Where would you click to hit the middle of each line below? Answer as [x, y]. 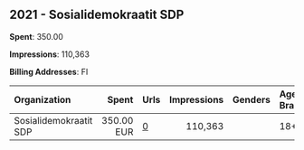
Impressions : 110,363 [50, 54]
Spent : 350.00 [36, 36]
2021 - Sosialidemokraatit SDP [97, 15]
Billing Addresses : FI [49, 71]
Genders [252, 99]
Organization [43, 99]
